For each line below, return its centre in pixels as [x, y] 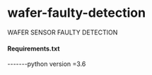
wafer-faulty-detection [77, 13]
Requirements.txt [34, 48]
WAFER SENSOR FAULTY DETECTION [63, 32]
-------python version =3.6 [47, 64]
